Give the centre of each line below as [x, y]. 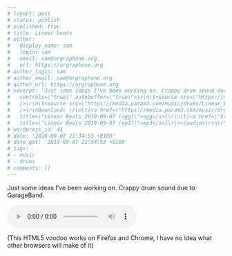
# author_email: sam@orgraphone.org [60, 78]
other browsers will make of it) [50, 245]
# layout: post [29, 13]
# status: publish [33, 20]
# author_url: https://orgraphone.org [63, 84]
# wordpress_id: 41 [35, 129]
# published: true [33, 26]
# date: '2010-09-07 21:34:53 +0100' [61, 136]
